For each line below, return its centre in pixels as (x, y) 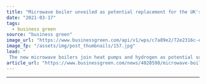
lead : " (16, 52)
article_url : (23, 63)
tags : (13, 23)
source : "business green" (39, 35)
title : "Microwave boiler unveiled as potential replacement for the (97, 12)
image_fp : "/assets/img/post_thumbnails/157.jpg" (71, 46)
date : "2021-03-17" (31, 18)
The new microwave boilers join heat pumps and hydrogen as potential (101, 57)
